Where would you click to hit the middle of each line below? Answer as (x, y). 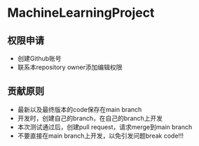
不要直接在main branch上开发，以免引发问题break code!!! (101, 136)
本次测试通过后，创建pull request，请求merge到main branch (105, 126)
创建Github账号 (39, 58)
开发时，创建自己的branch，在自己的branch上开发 (90, 118)
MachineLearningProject (81, 13)
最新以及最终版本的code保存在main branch (80, 109)
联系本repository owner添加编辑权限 (70, 67)
